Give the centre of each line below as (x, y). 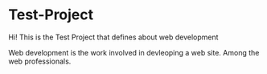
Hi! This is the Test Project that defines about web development (113, 37)
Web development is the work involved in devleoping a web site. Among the (134, 52)
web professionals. (40, 61)
